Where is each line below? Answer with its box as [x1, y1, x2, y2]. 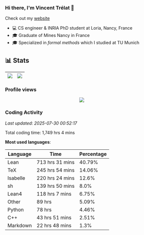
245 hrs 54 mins [36, 166, 75, 173]
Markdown [7, 222, 32, 229]
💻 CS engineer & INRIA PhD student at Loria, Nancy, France [12, 25, 133, 31]
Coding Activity [5, 109, 43, 116]
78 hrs [36, 206, 52, 213]
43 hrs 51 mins [36, 214, 72, 221]
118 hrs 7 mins [36, 190, 72, 197]
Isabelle [7, 175, 25, 181]
